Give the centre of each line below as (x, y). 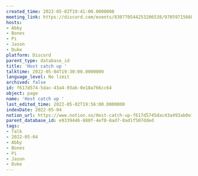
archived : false (26, 83)
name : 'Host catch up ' (35, 99)
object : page (22, 93)
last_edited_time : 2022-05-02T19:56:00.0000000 (66, 104)
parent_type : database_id (38, 60)
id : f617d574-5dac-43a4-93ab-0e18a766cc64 (59, 88)
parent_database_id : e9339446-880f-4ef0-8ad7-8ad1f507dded (80, 121)
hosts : (14, 22)
